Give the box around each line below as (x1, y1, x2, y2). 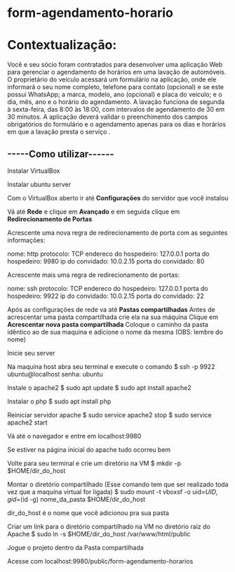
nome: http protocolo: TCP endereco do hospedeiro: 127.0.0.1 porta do (7, 249, 210, 258)
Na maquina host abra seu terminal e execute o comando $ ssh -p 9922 (7, 362, 215, 370)
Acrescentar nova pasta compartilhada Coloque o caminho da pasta (7, 320, 209, 328)
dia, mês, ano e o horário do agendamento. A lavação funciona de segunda (7, 98, 225, 106)
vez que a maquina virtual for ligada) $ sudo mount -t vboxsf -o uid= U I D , (7, 487, 218, 496)
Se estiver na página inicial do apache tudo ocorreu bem (7, 445, 171, 454)
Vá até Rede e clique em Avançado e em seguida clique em (7, 207, 180, 216)
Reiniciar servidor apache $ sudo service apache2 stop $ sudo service (7, 410, 212, 419)
